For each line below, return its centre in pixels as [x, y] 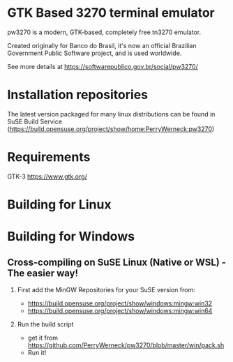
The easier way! [43, 273]
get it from [43, 338]
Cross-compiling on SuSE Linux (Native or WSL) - [117, 262]
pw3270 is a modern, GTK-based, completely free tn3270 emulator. [104, 32]
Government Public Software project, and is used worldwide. [95, 53]
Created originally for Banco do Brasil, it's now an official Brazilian [102, 45]
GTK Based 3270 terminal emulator [111, 13]
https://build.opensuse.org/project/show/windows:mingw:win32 [120, 303]
